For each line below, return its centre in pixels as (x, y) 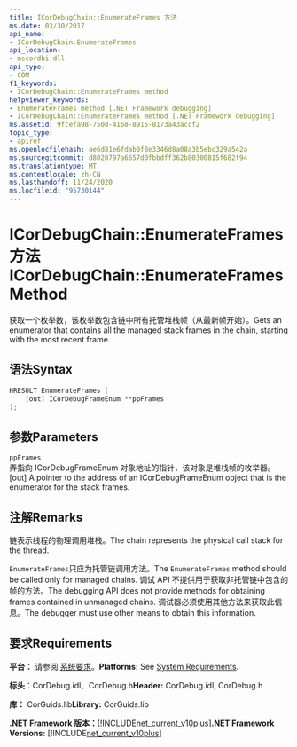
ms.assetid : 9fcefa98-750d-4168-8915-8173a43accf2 (105, 125)
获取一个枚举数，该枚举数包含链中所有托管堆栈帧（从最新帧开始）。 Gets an (145, 319)
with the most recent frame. (60, 339)
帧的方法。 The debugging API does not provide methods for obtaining (137, 590)
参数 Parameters (54, 437)
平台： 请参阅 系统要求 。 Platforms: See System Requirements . (124, 666)
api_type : (27, 67)
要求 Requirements (61, 644)
